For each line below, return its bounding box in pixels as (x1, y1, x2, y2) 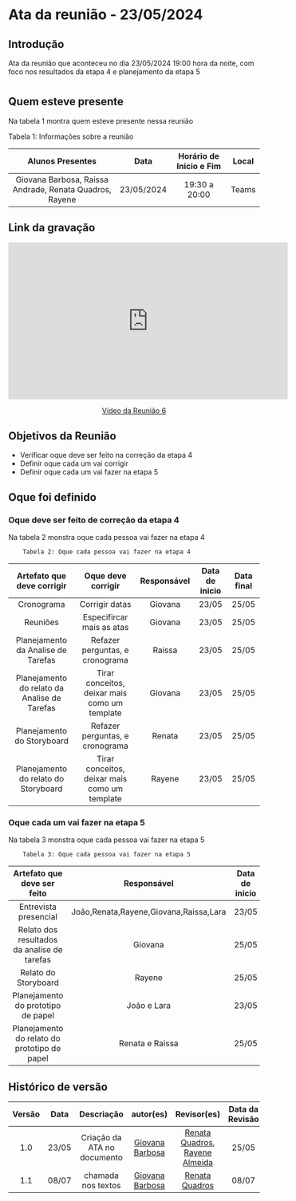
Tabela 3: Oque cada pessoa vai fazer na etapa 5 (22, 851, 191, 859)
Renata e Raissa (118, 1038, 179, 1049)
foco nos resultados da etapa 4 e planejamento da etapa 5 (8, 67, 201, 77)
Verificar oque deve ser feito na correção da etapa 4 (19, 451, 193, 460)
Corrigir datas (79, 598, 132, 609)
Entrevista (18, 901, 57, 912)
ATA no (88, 1142, 116, 1153)
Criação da (81, 1132, 122, 1144)
